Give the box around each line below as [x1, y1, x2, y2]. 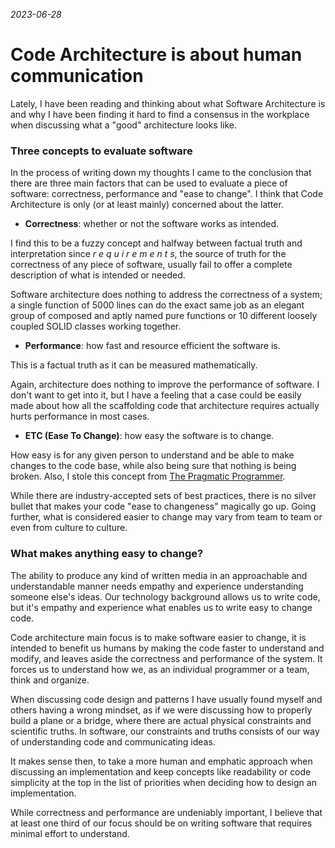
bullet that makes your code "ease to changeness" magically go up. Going [10, 500, 317, 513]
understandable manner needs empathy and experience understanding [10, 580, 304, 592]
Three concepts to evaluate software [10, 144, 193, 158]
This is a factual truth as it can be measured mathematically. [10, 359, 258, 371]
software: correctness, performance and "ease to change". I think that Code [10, 188, 324, 200]
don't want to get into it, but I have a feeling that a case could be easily [10, 389, 302, 401]
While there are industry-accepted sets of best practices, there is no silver [10, 490, 317, 502]
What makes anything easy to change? [10, 547, 204, 561]
